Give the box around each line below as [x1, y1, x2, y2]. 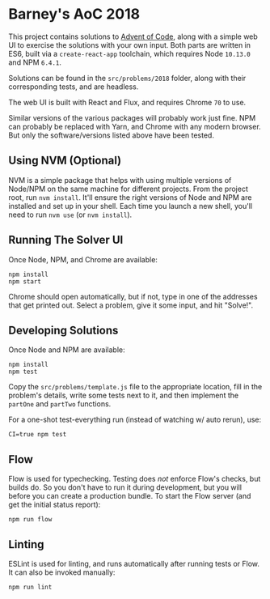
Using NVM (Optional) [8, 154, 122, 168]
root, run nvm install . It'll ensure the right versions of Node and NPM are [8, 192, 252, 202]
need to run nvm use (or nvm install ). [8, 210, 133, 219]
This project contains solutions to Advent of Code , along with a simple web [8, 32, 259, 41]
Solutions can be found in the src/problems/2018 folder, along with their [8, 73, 247, 83]
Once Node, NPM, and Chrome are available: [8, 254, 158, 264]
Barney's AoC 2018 [8, 5, 141, 23]
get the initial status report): [8, 499, 101, 510]
